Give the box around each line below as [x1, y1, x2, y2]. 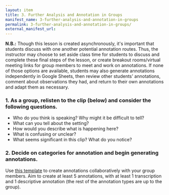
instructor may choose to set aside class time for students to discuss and [5, 52, 160, 58]
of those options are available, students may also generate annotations [5, 68, 155, 74]
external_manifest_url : [5, 27, 56, 32]
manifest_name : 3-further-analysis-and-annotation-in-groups [5, 17, 139, 22]
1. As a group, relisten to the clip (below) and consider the [5, 97, 151, 104]
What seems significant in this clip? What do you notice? [12, 137, 132, 143]
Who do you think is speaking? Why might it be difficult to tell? [12, 115, 144, 121]
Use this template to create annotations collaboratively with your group [5, 167, 155, 174]
